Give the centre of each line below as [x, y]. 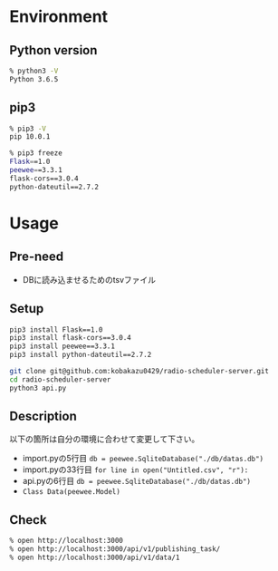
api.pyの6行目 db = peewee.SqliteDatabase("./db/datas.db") [137, 481]
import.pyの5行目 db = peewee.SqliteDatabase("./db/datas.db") [143, 459]
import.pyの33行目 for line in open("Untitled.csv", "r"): [135, 469]
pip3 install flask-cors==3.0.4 [70, 338]
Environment [59, 17]
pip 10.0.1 [30, 137]
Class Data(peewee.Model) [71, 492]
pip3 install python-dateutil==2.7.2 [81, 355]
